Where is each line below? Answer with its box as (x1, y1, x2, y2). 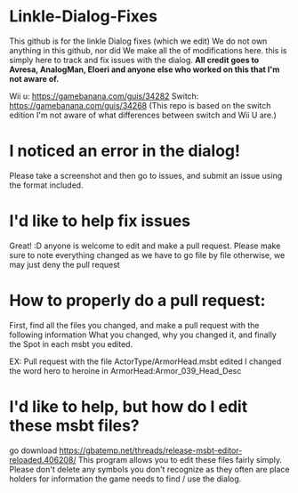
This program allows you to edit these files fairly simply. (77, 454, 283, 465)
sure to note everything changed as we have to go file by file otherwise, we (9, 249, 286, 260)
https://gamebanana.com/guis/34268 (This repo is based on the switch (9, 100, 271, 110)
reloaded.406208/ (9, 454, 77, 465)
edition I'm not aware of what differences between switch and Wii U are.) (9, 109, 278, 120)
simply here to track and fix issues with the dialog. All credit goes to (9, 54, 260, 65)
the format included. (9, 180, 84, 190)
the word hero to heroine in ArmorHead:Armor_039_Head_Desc (9, 365, 242, 376)
